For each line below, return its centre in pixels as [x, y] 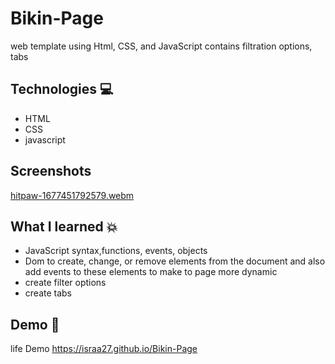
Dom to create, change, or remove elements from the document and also [175, 261]
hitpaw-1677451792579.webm [72, 195]
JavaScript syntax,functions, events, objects [116, 251]
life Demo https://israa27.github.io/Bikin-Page [104, 349]
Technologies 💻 [62, 89]
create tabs [48, 293]
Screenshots [51, 171]
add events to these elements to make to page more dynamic [151, 272]
